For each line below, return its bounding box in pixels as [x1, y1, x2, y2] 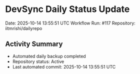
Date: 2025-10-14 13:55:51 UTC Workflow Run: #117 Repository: [5, 20, 136, 26]
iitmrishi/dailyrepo [5, 25, 42, 31]
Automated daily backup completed [12, 53, 86, 59]
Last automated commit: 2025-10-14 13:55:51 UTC [12, 63, 116, 69]
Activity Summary [5, 40, 63, 48]
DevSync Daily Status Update [5, 3, 130, 15]
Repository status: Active [12, 58, 64, 64]
